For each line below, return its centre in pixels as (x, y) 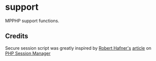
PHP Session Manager (28, 53)
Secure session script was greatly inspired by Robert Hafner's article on (78, 48)
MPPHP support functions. (32, 21)
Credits (17, 36)
